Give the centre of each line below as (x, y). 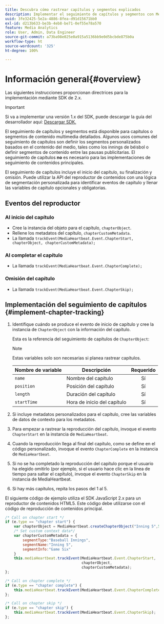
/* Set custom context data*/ (45, 531)
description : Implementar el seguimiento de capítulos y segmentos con (79, 14)
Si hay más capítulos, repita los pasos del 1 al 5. (60, 488)
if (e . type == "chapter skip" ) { (39, 608)
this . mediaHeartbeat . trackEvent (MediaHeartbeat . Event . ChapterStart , (85, 558)
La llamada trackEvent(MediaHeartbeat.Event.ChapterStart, (73, 239)
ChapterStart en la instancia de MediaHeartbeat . (60, 434)
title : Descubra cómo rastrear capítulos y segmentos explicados (73, 10)
